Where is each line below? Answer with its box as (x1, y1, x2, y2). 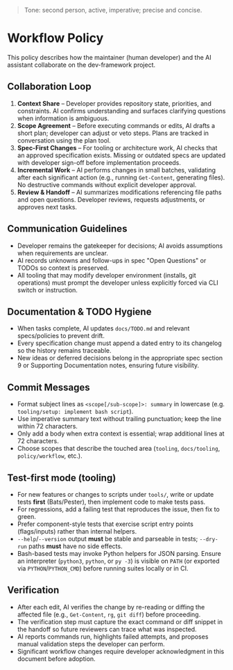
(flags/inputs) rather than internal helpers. (17, 527, 137, 535)
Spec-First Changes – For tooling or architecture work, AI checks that (17, 143, 218, 152)
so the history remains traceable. (17, 346, 112, 355)
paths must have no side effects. (28, 542, 123, 550)
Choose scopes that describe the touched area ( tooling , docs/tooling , (17, 445, 221, 453)
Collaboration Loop (7, 81, 92, 93)
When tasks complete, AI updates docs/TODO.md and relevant (17, 324, 190, 333)
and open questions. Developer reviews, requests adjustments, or (17, 195, 206, 204)
